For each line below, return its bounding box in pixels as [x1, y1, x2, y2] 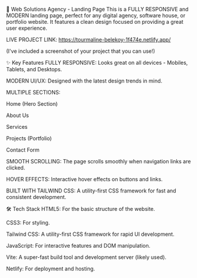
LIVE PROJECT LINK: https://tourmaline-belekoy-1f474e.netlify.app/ [6, 36, 171, 43]
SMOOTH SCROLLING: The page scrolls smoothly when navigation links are [6, 158, 191, 165]
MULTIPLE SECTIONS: [6, 89, 61, 96]
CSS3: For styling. [6, 219, 50, 226]
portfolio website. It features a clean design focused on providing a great [6, 18, 183, 25]
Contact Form [6, 146, 40, 153]
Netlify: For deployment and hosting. [6, 265, 95, 272]
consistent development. [6, 194, 67, 200]
